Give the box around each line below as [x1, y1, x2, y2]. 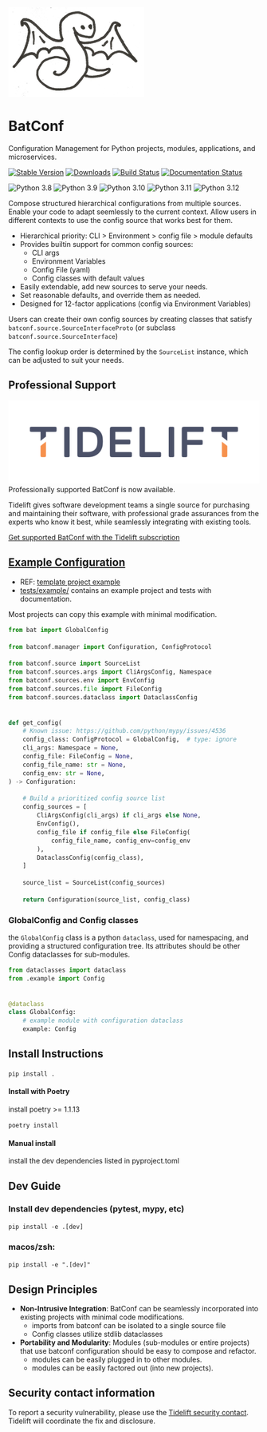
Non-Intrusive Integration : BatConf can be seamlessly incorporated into [19, 1304, 259, 1314]
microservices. [8, 152, 57, 161]
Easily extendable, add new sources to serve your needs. [19, 281, 208, 291]
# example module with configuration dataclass [22, 1016, 183, 1025]
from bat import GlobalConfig [8, 626, 109, 634]
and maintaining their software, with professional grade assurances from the [8, 509, 259, 519]
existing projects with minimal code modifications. [19, 1312, 185, 1322]
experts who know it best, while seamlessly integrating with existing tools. [8, 517, 252, 527]
